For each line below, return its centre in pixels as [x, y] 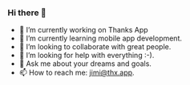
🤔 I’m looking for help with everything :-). [87, 56]
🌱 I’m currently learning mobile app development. [100, 38]
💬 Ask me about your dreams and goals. [85, 64]
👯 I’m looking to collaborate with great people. [95, 47]
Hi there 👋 [27, 13]
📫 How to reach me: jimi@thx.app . [77, 73]
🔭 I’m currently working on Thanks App [84, 30]
